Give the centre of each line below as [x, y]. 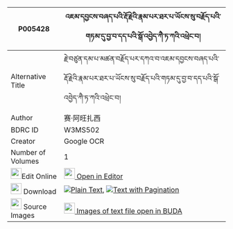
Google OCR [84, 141]
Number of [28, 152]
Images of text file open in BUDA [129, 211]
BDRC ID [25, 130]
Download [40, 192]
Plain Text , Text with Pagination [125, 189]
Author [22, 118]
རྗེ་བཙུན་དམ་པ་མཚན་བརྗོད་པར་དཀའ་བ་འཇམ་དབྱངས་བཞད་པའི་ [141, 59]
